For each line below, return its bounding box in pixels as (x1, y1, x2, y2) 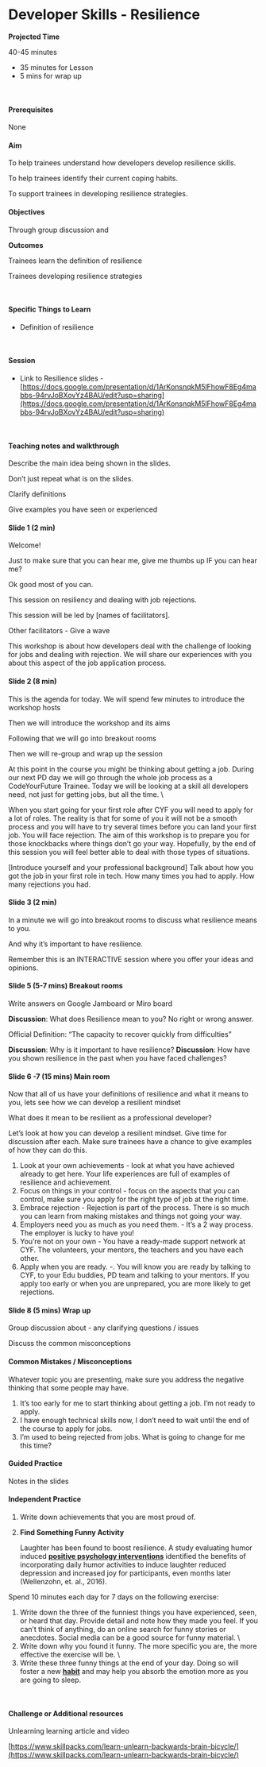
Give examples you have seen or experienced (8, 505, 158, 514)
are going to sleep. (19, 1675, 82, 1684)
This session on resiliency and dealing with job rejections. (8, 595, 197, 605)
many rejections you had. (8, 880, 91, 889)
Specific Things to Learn (8, 304, 91, 315)
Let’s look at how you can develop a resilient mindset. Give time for (8, 1128, 227, 1138)
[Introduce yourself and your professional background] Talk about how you (8, 862, 254, 872)
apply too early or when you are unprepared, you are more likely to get (19, 1279, 252, 1289)
